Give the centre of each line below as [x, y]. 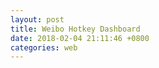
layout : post [37, 19]
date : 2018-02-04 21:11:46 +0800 [80, 38]
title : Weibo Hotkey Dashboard [75, 29]
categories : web [44, 47]
